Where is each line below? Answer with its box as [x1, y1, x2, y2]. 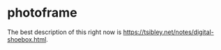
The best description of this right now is [7, 28, 122, 36]
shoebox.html [7, 35, 47, 43]
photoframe [7, 5, 78, 21]
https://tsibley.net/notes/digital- [123, 28, 214, 36]
